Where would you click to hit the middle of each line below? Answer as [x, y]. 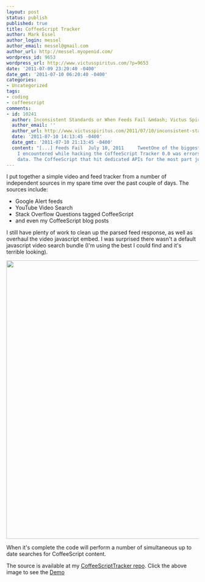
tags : [13, 91]
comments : [19, 108]
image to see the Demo [36, 572]
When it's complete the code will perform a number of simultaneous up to [99, 548]
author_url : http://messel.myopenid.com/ [60, 52]
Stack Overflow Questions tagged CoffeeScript [74, 215]
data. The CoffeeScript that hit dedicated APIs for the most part [105, 159]
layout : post [23, 12]
